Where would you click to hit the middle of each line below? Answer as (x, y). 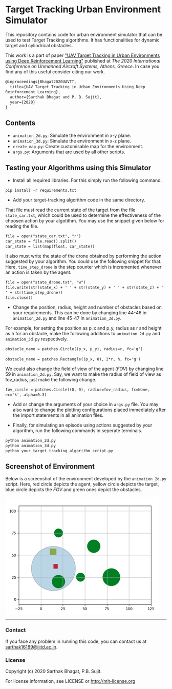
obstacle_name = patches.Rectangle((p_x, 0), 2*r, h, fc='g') (73, 359)
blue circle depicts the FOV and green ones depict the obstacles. (74, 490)
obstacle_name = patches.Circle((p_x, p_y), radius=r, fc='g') (74, 349)
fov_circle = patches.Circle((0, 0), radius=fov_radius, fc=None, (78, 390)
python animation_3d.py (31, 445)
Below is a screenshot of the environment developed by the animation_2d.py (86, 479)
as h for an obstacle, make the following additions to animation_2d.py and (83, 333)
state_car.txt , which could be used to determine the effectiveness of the (83, 215)
